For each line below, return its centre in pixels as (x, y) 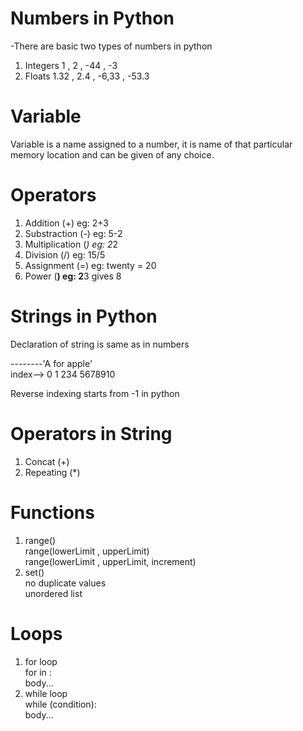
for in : (38, 672)
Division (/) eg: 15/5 (65, 254)
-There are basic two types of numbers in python (111, 46)
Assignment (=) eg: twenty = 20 (90, 265)
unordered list (53, 593)
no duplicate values (65, 583)
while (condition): (60, 704)
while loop (46, 693)
